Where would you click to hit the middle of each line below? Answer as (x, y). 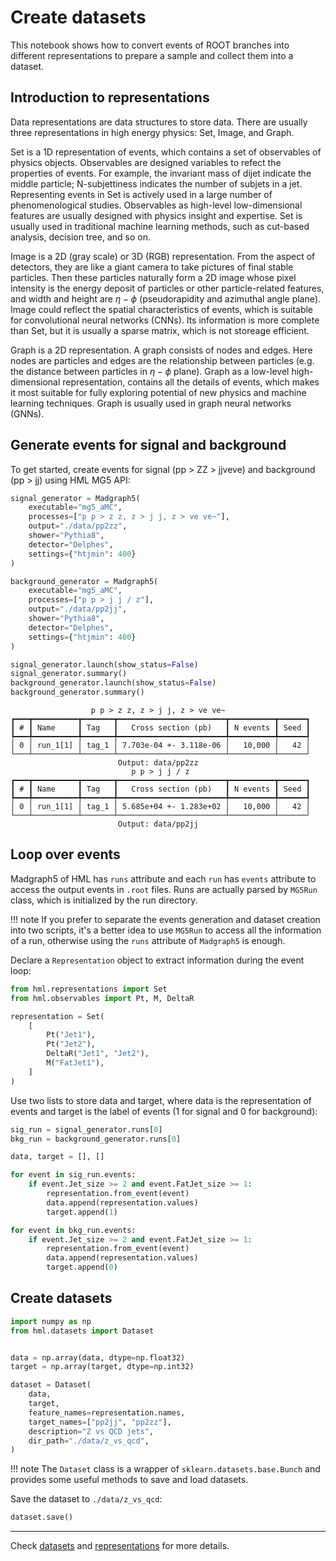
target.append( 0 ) (82, 1267)
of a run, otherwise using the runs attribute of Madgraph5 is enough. (148, 940)
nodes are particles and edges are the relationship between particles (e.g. (162, 360)
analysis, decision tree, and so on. (80, 237)
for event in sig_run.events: (73, 1175)
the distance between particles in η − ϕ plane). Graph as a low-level (150, 371)
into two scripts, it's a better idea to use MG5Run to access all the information (166, 930)
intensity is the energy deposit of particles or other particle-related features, (167, 288)
